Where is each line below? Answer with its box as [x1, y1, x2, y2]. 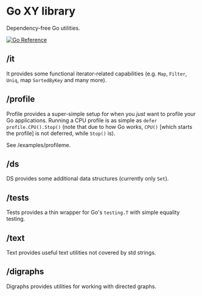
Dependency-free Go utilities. [6, 24, 80, 32]
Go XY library [6, 4, 76, 18]
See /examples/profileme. [6, 141, 71, 148]
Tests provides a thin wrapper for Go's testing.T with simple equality [6, 208, 180, 216]
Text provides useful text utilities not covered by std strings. [6, 249, 156, 256]
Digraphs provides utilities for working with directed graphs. [6, 283, 157, 290]
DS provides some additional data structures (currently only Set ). [6, 175, 169, 182]
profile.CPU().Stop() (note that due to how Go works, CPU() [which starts [6, 123, 193, 130]
